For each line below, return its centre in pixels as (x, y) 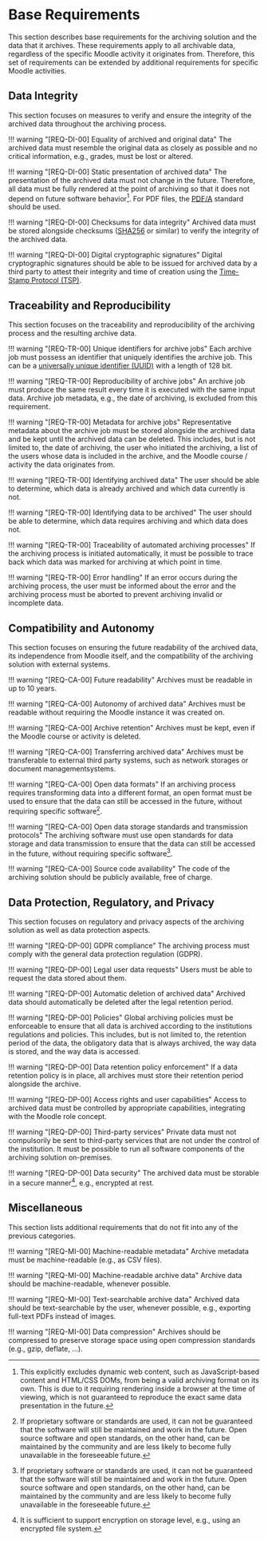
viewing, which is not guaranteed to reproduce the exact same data (130, 1397)
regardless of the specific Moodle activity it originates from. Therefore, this (132, 54)
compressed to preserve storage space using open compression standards (132, 1340)
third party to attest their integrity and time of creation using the (113, 272)
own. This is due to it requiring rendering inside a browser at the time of (137, 1388)
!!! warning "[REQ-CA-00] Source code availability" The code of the (119, 869)
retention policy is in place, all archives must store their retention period (126, 1076)
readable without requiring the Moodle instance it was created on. (116, 712)
